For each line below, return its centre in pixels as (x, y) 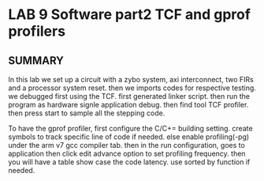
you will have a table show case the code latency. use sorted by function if (129, 162)
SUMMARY (36, 60)
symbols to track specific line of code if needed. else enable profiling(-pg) (129, 137)
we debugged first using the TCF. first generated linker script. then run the (129, 96)
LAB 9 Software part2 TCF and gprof (129, 15)
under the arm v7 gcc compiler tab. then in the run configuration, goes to (127, 145)
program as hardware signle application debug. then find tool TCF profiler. (128, 105)
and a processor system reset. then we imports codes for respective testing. (132, 88)
